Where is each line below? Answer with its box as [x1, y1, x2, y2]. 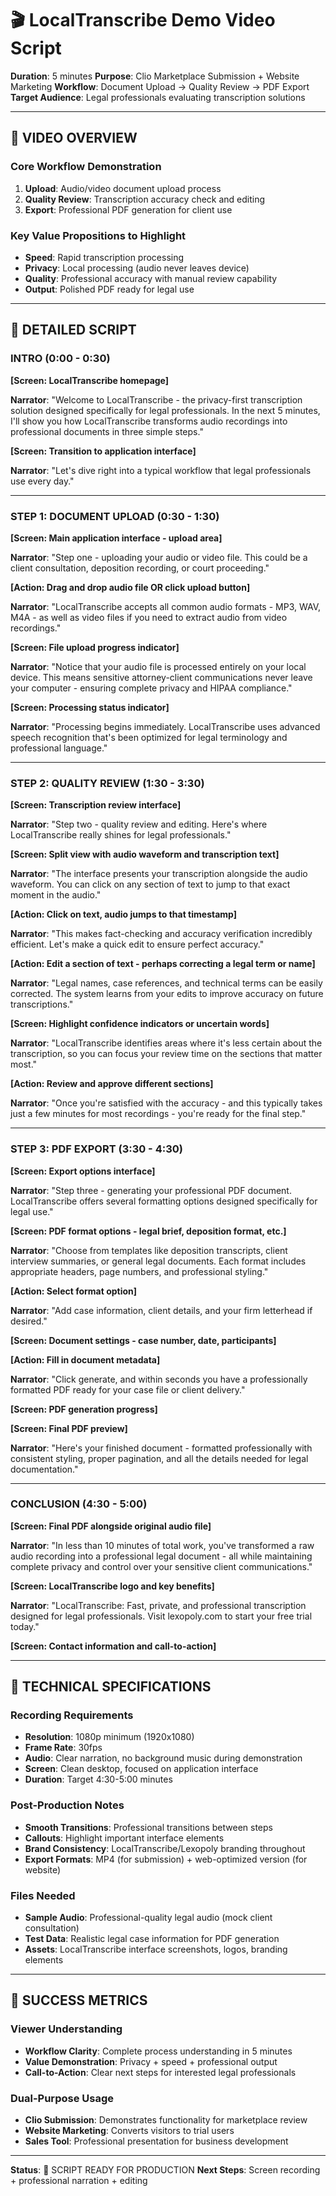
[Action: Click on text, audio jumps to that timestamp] [10, 908, 238, 921]
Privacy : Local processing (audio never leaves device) [24, 262, 250, 274]
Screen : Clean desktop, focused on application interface [24, 1763, 259, 1775]
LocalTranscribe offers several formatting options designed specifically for [10, 1195, 318, 1207]
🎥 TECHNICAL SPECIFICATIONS [10, 1678, 212, 1696]
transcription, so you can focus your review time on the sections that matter [10, 1048, 323, 1060]
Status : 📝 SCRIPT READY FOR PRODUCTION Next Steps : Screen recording [10, 2164, 321, 2176]
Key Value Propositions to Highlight [10, 228, 187, 242]
